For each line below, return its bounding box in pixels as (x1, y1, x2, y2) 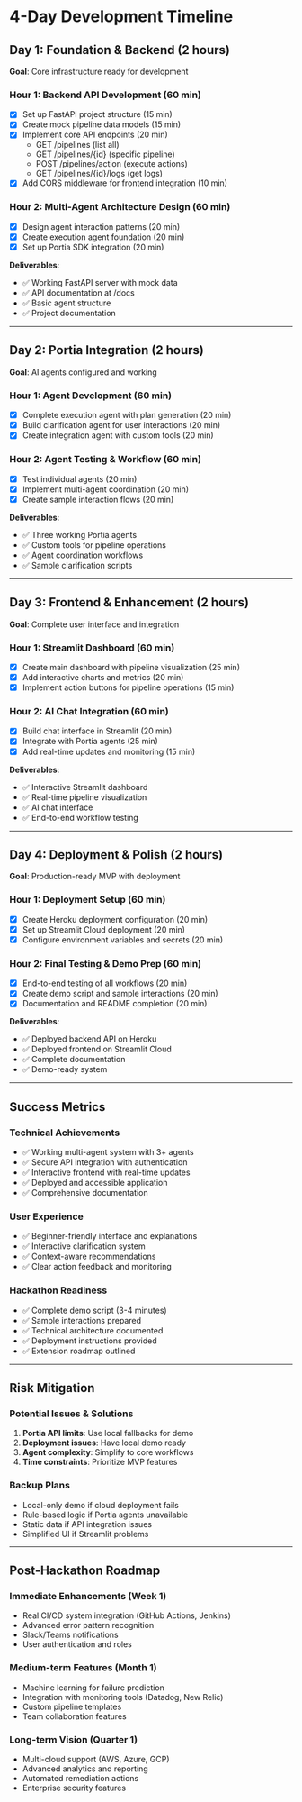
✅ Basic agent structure (22, 297, 111, 308)
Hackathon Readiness (9, 1284, 108, 1297)
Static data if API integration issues (22, 1518, 153, 1529)
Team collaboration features (22, 1710, 128, 1722)
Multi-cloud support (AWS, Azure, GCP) (22, 1753, 170, 1764)
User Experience (9, 1210, 84, 1223)
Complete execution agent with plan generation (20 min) (22, 410, 232, 421)
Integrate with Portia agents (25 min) (22, 736, 159, 747)
